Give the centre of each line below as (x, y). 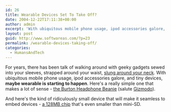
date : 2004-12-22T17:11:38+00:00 (41, 19)
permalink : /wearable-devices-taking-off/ (51, 43)
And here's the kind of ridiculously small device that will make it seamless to (85, 99)
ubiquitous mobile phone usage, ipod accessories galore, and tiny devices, (84, 78)
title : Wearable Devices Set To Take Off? (51, 15)
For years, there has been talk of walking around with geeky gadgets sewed (85, 67)
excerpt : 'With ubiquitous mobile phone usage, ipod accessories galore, (86, 29)
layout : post (19, 34)
